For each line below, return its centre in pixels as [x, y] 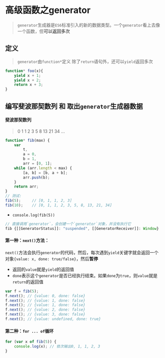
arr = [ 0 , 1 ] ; [38, 164]
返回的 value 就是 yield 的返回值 [43, 269]
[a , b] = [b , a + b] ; [45, 173]
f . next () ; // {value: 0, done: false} [45, 296]
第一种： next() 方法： [27, 240]
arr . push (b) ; [37, 178]
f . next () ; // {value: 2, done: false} [45, 310]
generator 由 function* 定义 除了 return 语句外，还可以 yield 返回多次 [85, 61]
